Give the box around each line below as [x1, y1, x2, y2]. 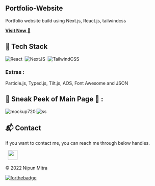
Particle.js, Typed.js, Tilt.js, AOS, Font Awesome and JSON [5, 80, 128, 86]
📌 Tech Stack [5, 42, 48, 51]
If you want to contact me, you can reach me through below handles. [5, 140, 150, 146]
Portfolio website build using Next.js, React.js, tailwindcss [5, 17, 126, 23]
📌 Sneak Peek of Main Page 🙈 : [5, 95, 104, 103]
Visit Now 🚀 [5, 28, 31, 34]
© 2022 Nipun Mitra [5, 165, 47, 171]
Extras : [5, 68, 25, 75]
